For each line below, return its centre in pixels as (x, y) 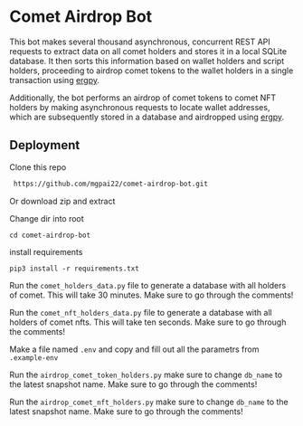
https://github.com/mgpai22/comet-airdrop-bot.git (110, 184)
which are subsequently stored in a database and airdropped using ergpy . (147, 117)
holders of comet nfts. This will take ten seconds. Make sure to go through (148, 322)
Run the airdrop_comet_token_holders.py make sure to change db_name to (146, 374)
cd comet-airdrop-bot (50, 235)
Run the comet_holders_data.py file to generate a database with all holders (148, 285)
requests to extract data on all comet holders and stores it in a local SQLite (148, 51)
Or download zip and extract (62, 201)
